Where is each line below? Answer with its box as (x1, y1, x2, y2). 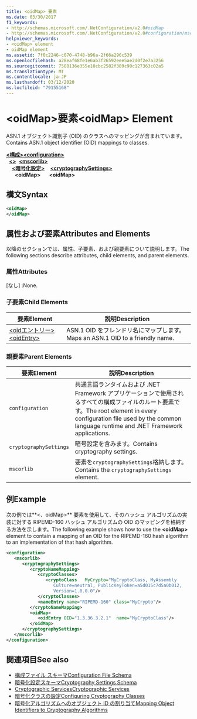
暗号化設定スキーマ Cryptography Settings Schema (14, 679, 137, 686)
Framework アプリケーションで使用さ (74, 389, 178, 397)
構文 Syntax (6, 190, 48, 200)
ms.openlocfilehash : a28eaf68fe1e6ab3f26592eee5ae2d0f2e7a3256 (6, 57, 164, 63)
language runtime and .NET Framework (74, 422, 183, 430)
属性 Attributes (6, 268, 48, 276)
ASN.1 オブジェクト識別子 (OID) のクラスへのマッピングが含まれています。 (6, 132, 186, 139)
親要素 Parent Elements (6, 352, 72, 360)
